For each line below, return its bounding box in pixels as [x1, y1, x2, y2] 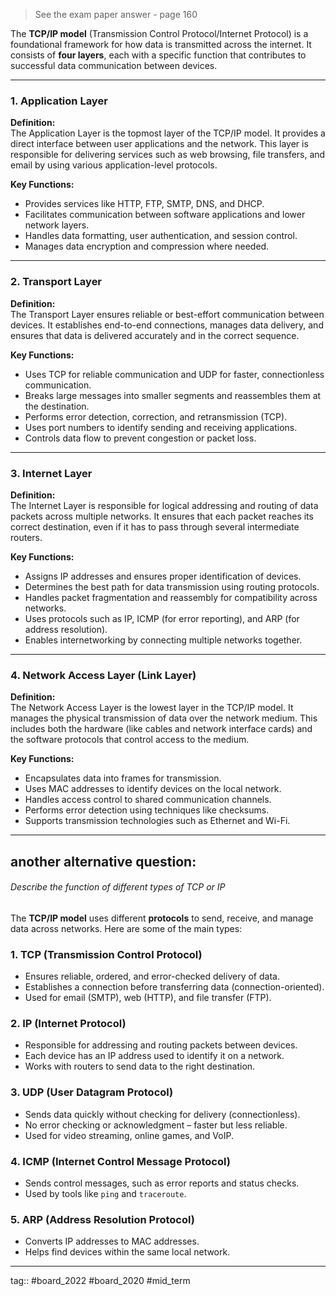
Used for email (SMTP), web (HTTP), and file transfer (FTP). [24, 992, 272, 1004]
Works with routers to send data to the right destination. [24, 1060, 256, 1073]
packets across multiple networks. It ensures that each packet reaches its [10, 510, 314, 522]
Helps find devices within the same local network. [24, 1246, 231, 1258]
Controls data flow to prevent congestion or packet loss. [24, 432, 257, 444]
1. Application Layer [10, 94, 108, 108]
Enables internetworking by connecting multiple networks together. [24, 634, 303, 646]
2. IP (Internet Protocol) [10, 1017, 127, 1030]
